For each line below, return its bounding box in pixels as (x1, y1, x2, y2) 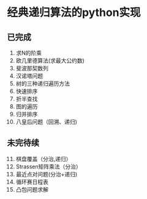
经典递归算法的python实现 (7, 6, 141, 20)
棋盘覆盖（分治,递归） (15, 155, 72, 162)
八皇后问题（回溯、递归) (15, 118, 77, 126)
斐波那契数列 (15, 65, 48, 72)
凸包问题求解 (15, 186, 48, 193)
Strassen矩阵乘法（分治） (15, 163, 81, 170)
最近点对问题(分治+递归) (15, 170, 78, 178)
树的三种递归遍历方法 (15, 80, 70, 87)
